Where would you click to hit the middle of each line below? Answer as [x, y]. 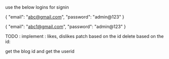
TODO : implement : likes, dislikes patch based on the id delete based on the [84, 36]
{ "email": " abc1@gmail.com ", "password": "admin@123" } [66, 26]
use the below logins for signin [37, 7]
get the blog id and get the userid [40, 51]
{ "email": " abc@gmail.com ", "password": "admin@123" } [65, 17]
